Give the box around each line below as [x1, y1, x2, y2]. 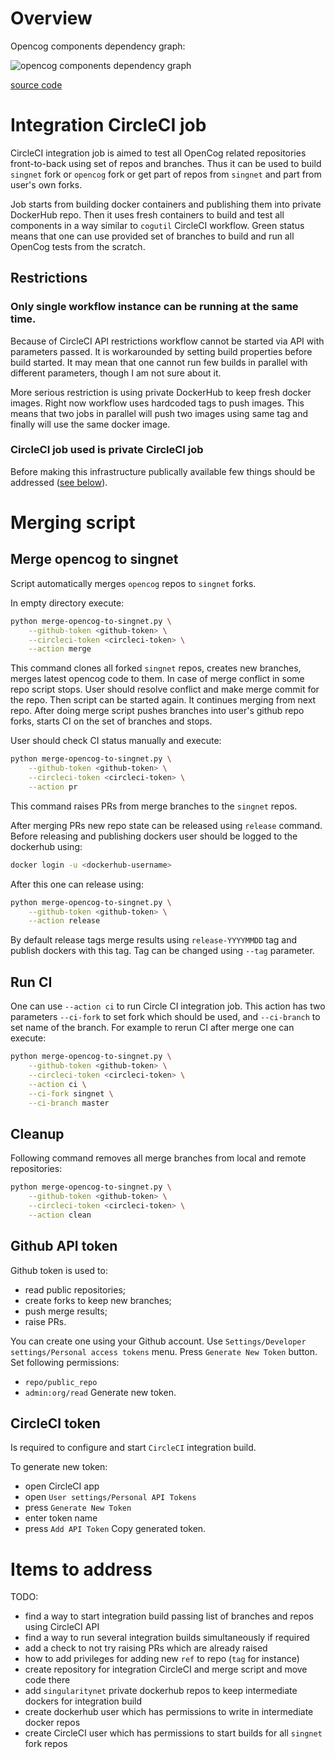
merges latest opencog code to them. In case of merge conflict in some [10, 673, 305, 685]
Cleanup [10, 1125, 65, 1142]
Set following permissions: [10, 1356, 120, 1368]
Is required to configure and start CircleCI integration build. [10, 1442, 257, 1454]
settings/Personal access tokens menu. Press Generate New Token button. [10, 1345, 318, 1357]
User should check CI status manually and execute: [10, 735, 222, 747]
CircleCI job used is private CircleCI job [10, 443, 204, 457]
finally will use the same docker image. [10, 418, 171, 430]
